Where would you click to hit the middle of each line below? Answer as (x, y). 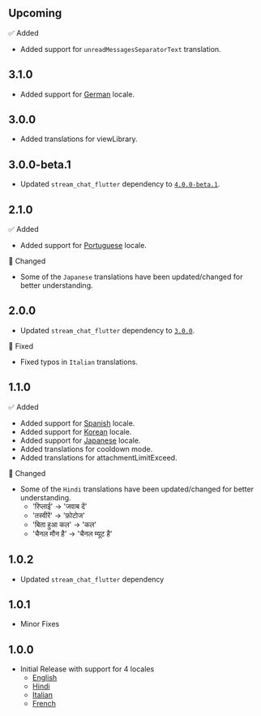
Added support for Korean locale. (76, 431)
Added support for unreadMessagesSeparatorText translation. (120, 49)
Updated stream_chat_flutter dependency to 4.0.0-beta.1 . (120, 184)
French (44, 704)
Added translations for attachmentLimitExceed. (98, 457)
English (45, 678)
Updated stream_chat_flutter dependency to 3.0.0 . (107, 330)
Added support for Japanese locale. (80, 440)
